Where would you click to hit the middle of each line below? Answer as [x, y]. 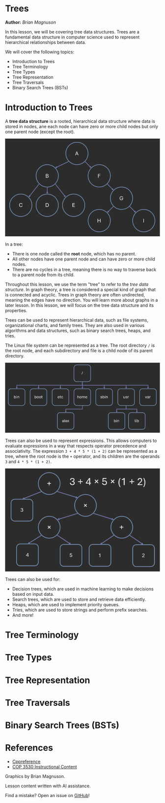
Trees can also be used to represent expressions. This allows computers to [81, 440]
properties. [16, 310]
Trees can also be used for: [33, 580]
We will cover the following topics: [40, 52]
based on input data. [33, 594]
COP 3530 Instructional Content [44, 766]
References [29, 748]
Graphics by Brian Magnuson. [35, 776]
